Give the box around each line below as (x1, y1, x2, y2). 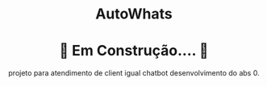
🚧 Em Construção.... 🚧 (58, 42, 209, 60)
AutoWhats (94, 5, 173, 23)
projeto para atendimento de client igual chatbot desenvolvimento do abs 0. (8, 68, 260, 78)
